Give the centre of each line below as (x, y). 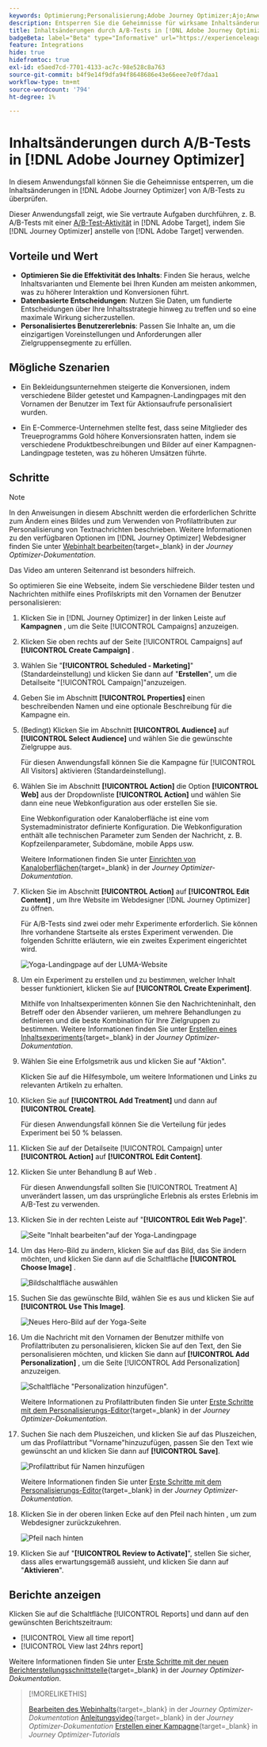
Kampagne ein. (45, 714)
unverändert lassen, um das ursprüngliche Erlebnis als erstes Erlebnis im (139, 1196)
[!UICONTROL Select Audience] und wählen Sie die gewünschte (126, 738)
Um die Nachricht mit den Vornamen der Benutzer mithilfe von (122, 1337)
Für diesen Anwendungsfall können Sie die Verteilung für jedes (123, 1124)
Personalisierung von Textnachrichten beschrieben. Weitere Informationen (130, 529)
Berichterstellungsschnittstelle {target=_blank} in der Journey (109, 1670)
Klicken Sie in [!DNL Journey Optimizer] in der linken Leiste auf (123, 617)
